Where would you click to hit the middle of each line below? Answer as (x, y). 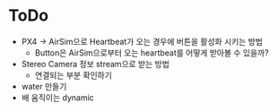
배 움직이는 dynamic (58, 97)
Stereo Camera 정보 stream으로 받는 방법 (95, 64)
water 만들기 (44, 86)
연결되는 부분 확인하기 (74, 75)
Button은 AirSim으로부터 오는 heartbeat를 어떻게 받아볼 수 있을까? (152, 52)
